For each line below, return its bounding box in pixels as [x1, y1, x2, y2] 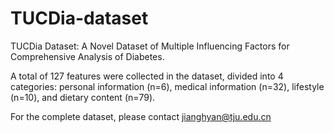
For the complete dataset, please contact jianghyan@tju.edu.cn [10, 110, 272, 122]
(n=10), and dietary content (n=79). [10, 91, 156, 103]
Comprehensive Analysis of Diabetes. [10, 50, 165, 62]
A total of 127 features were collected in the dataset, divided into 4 [10, 70, 284, 82]
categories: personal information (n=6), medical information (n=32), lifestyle [10, 80, 325, 92]
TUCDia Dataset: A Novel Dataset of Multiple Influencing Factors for [10, 40, 290, 52]
